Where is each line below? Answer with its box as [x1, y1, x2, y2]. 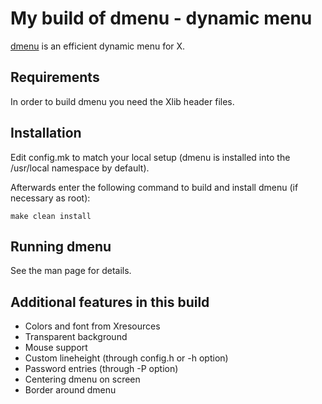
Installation [10, 125, 82, 142]
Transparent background [24, 331, 128, 343]
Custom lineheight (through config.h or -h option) [24, 352, 229, 364]
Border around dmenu [24, 384, 117, 396]
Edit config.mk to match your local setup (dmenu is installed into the [10, 151, 291, 163]
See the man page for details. [10, 265, 132, 277]
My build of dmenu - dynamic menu [10, 7, 313, 30]
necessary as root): [10, 192, 91, 204]
